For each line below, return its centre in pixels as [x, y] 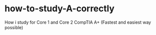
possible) [14, 27]
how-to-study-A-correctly [60, 9]
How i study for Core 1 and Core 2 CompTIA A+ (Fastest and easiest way [78, 22]
